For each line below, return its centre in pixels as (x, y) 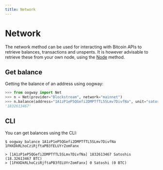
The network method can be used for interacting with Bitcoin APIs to (73, 47)
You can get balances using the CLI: (41, 133)
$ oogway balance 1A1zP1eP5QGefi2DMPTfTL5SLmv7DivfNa (61, 142)
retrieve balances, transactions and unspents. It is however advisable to (77, 52)
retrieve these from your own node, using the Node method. (65, 57)
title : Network (20, 9)
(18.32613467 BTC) (24, 158)
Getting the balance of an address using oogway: (54, 84)
